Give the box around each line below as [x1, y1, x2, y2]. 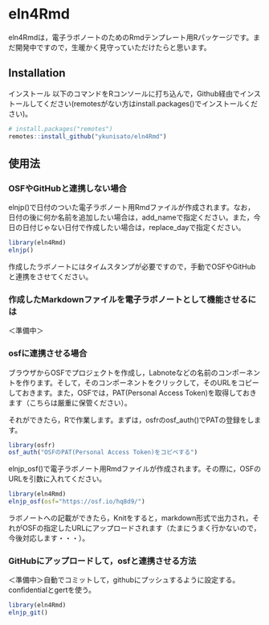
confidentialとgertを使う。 [8, 585, 96, 595]
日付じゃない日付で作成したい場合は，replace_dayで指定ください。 [22, 223, 246, 232]
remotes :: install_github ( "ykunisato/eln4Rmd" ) [8, 132, 167, 141]
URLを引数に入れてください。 [8, 474, 107, 483]
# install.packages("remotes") [8, 125, 113, 133]
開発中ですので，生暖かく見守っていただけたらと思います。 [14, 42, 211, 52]
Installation [8, 66, 66, 80]
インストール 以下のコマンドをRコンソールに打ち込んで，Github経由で [8, 88, 240, 98]
